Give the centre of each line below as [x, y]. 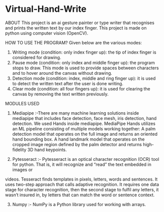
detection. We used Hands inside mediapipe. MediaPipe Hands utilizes [84, 123]
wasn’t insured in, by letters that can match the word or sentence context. [80, 195]
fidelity [19, 150]
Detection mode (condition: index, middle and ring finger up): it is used [84, 78]
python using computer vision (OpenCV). [47, 33]
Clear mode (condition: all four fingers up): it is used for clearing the [81, 89]
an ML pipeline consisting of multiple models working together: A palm [84, 128]
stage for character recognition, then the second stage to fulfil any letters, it [82, 189]
